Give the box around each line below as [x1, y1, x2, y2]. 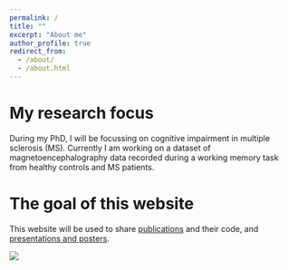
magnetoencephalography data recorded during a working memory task [9, 151, 279, 163]
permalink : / [9, 13, 59, 23]
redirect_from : [9, 47, 67, 56]
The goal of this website [9, 194, 195, 214]
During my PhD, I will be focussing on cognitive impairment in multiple [9, 132, 270, 143]
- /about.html [17, 64, 71, 73]
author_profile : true [9, 38, 91, 48]
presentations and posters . [9, 233, 110, 244]
